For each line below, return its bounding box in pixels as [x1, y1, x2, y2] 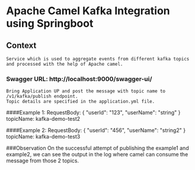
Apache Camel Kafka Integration [6, 4, 170, 18]
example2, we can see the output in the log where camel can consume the [6, 151, 188, 158]
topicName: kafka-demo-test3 [6, 133, 81, 140]
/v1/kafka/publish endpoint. [6, 94, 78, 100]
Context [6, 40, 37, 50]
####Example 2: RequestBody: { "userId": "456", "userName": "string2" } [6, 127, 186, 134]
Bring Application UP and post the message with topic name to [6, 88, 166, 94]
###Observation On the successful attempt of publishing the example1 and [6, 145, 189, 152]
